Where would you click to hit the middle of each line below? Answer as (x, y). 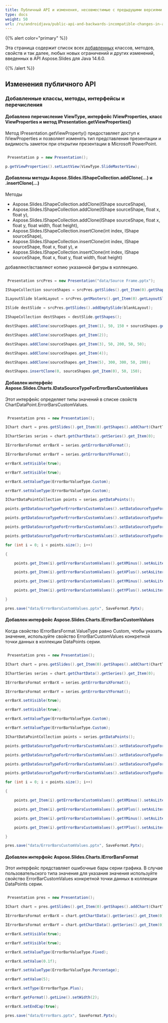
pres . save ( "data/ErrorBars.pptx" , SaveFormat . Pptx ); (61, 1015)
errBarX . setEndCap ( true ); (32, 1006)
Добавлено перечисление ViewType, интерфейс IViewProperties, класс (84, 117)
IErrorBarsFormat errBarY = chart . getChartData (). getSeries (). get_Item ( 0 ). (86, 925)
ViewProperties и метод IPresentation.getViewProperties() (68, 122)
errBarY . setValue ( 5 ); (28, 979)
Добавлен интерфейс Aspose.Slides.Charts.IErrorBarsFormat (72, 857)
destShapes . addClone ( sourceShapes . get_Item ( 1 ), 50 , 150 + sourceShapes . (82, 326)
